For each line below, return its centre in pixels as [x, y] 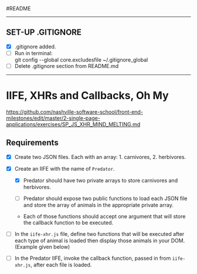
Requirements [32, 143]
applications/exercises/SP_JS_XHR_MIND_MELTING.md [73, 124]
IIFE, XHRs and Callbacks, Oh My [87, 96]
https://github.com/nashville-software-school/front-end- [75, 111]
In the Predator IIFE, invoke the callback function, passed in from [93, 258]
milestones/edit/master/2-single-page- [53, 118]
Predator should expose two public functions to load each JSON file [105, 198]
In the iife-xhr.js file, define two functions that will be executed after [99, 234]
